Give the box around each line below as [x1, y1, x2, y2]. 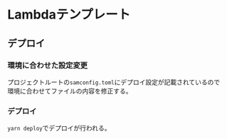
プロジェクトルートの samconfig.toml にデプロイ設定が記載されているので [7, 78, 221, 86]
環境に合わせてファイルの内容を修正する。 [7, 86, 132, 95]
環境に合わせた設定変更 [7, 60, 88, 70]
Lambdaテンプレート [7, 6, 131, 23]
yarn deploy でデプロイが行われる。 [7, 124, 112, 133]
